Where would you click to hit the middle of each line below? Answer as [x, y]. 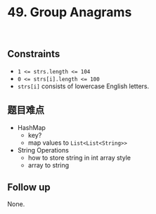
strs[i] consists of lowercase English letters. [83, 86]
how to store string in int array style [79, 157]
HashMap [31, 127]
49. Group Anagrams [70, 12]
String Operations [43, 150]
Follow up [29, 187]
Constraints [34, 54]
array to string [48, 165]
